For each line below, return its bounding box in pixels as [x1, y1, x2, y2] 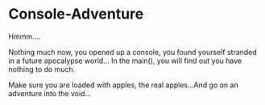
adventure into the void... [8, 88, 91, 98]
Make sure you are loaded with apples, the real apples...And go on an [8, 80, 239, 90]
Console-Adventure [8, 5, 144, 23]
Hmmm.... [8, 31, 41, 41]
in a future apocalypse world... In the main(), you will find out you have [8, 56, 242, 65]
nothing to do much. [8, 64, 76, 73]
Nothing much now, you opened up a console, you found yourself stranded [8, 47, 258, 57]
